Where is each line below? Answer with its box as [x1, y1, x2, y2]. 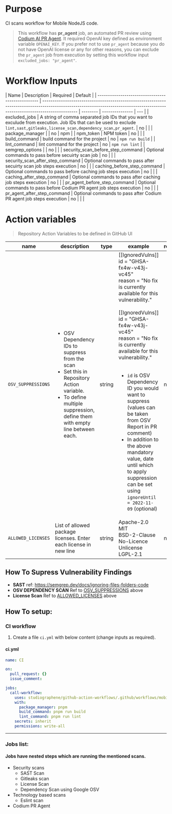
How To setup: [5, 607, 53, 616]
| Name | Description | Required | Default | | [5, 92, 97, 98]
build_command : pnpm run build [18, 709, 86, 715]
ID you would [127, 384, 159, 392]
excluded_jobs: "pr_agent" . [17, 57, 77, 63]
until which [127, 461, 154, 469]
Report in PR [127, 423, 157, 430]
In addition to [127, 436, 159, 443]
